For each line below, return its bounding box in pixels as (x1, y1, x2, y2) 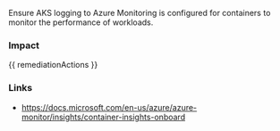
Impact (8, 39, 40, 52)
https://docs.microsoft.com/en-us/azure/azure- (21, 102, 198, 112)
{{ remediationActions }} (8, 60, 98, 70)
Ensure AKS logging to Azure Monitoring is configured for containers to (8, 8, 271, 18)
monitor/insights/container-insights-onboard (21, 111, 185, 122)
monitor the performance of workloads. (8, 17, 154, 28)
